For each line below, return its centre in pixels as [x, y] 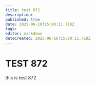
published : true [23, 19]
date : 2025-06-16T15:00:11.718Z [40, 24]
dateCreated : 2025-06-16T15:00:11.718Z [48, 39]
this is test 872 [21, 77]
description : [19, 15]
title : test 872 [23, 10]
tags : [11, 29]
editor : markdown [24, 34]
